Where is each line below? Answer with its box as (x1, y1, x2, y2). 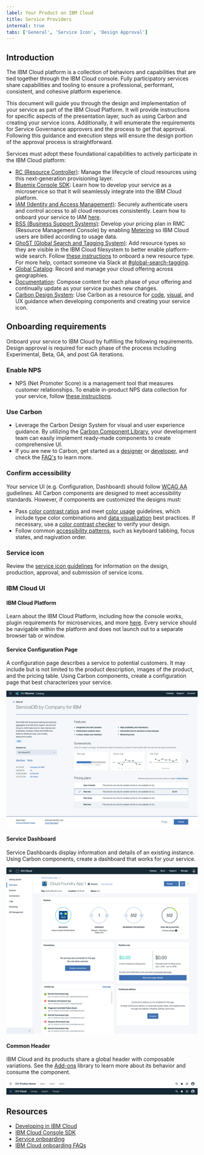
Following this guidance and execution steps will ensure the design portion (6, 132, 193, 139)
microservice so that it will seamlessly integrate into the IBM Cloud (15, 188, 182, 195)
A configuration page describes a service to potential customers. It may (6, 660, 186, 667)
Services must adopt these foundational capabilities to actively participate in (6, 150, 197, 157)
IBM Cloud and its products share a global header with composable (6, 1055, 175, 1063)
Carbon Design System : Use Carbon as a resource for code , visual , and (15, 291, 194, 298)
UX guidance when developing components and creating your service (15, 298, 191, 305)
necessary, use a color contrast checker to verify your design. (15, 520, 171, 528)
